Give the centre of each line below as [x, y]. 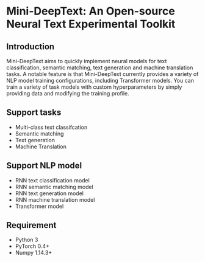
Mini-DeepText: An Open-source [91, 11]
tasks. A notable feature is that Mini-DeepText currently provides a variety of [103, 74]
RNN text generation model [49, 193]
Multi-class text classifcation [51, 127]
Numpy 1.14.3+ [34, 253]
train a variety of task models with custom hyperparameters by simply [94, 87]
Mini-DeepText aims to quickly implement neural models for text [87, 61]
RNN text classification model [52, 180]
